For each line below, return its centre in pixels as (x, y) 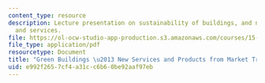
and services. (38, 30)
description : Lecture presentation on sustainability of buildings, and (130, 23)
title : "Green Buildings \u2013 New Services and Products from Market (128, 60)
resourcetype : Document (47, 52)
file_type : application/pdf (54, 45)
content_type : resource (47, 15)
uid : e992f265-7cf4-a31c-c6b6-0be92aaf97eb (81, 67)
